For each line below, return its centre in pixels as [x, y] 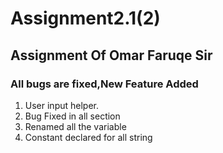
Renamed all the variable [75, 126]
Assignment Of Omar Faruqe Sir [111, 55]
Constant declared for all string [88, 137]
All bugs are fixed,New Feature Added [104, 84]
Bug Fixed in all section [72, 116]
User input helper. [61, 105]
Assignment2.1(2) [85, 18]
